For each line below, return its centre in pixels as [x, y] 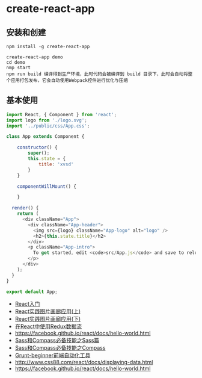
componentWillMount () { [47, 186]
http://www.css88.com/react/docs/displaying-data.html [84, 362]
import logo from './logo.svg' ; [47, 120]
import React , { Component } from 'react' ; [62, 114]
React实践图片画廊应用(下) [48, 319]
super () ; [39, 153]
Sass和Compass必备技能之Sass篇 [57, 340]
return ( [28, 214]
